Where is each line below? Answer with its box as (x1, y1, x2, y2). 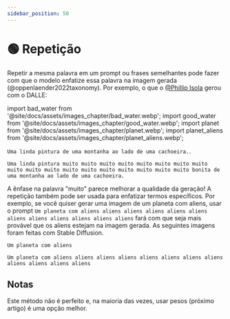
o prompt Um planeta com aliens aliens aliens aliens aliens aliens (7, 206, 208, 215)
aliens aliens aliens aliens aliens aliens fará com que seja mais (7, 213, 202, 222)
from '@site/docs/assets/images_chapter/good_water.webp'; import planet (7, 119, 220, 127)
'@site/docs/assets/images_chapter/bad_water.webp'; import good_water (7, 111, 217, 119)
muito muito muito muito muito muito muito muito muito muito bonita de (7, 166, 220, 173)
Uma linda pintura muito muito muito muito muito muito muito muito (7, 160, 208, 167)
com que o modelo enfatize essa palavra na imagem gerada (7, 76, 177, 84)
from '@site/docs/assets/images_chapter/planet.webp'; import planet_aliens (7, 126, 224, 135)
